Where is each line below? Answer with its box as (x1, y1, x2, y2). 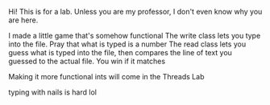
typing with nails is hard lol (8, 87, 97, 97)
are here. (8, 15, 39, 25)
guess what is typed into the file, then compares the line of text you (8, 48, 232, 57)
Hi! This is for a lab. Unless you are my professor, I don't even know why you (8, 7, 263, 16)
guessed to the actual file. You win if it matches (8, 56, 166, 66)
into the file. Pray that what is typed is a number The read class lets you (8, 39, 247, 49)
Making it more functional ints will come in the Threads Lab (8, 72, 205, 81)
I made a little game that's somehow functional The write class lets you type (8, 31, 261, 40)
